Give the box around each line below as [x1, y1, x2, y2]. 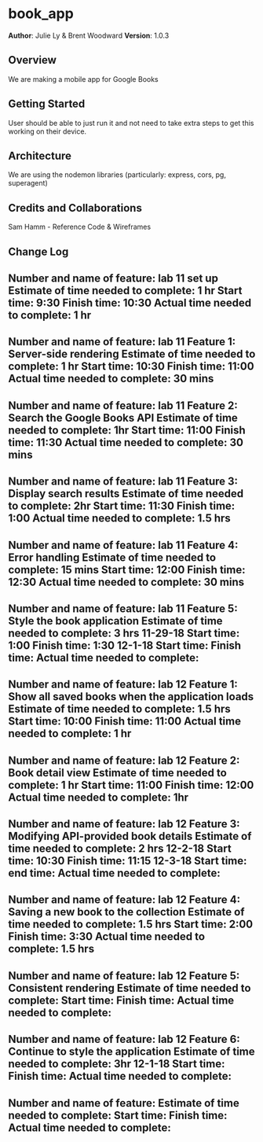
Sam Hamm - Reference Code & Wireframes [8, 222, 152, 232]
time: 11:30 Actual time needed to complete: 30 [8, 436, 243, 449]
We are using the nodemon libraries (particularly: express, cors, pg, [8, 170, 226, 179]
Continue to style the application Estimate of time [8, 1045, 255, 1059]
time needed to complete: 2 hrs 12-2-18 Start [8, 842, 232, 856]
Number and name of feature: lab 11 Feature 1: [8, 335, 236, 348]
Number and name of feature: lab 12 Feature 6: [8, 1033, 241, 1046]
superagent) [8, 179, 49, 188]
